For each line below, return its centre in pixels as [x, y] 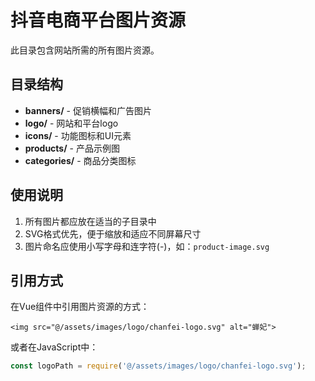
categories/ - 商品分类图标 [80, 160]
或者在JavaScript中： [54, 347]
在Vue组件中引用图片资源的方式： [80, 307]
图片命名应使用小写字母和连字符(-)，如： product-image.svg [147, 246]
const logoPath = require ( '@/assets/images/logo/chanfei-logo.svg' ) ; [158, 366]
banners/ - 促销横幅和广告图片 [88, 110]
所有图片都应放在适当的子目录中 [90, 221]
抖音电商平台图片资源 [98, 20]
